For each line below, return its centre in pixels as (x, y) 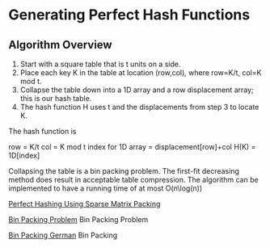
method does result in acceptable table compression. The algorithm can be (133, 180)
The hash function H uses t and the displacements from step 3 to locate (139, 107)
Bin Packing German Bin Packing (63, 235)
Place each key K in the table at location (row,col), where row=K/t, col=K (141, 73)
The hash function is (42, 131)
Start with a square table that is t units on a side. (100, 64)
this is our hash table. (56, 98)
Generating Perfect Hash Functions (129, 15)
